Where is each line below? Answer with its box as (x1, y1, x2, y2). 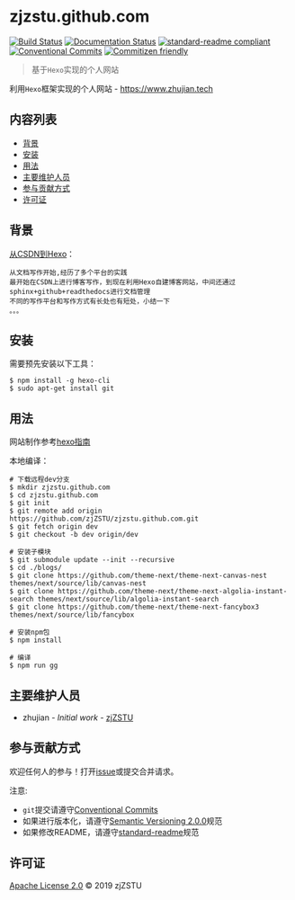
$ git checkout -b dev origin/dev (9, 530, 139, 539)
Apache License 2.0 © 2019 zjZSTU (9, 879, 142, 891)
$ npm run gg (9, 661, 58, 671)
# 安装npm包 (9, 628, 50, 637)
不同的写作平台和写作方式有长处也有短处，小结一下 (9, 297, 171, 306)
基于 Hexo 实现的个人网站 (31, 64, 120, 75)
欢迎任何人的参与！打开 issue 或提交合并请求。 (9, 766, 179, 777)
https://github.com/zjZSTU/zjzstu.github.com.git (9, 514, 200, 523)
